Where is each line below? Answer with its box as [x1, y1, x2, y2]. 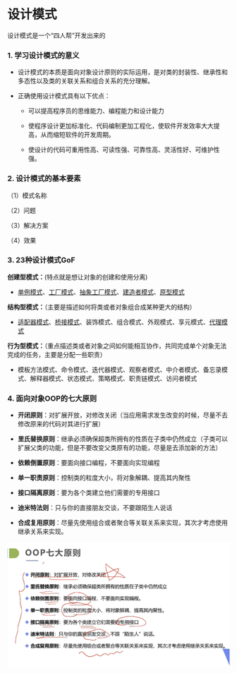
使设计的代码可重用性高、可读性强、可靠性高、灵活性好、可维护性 [28, 145, 220, 154]
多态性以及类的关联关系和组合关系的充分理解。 [17, 77, 154, 85]
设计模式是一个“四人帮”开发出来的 [7, 31, 106, 40]
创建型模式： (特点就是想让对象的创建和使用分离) [7, 272, 148, 281]
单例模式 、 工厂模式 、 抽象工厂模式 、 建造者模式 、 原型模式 [17, 287, 185, 296]
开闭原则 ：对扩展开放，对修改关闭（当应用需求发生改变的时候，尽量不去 [17, 411, 228, 420]
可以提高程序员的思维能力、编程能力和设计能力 [28, 107, 164, 115]
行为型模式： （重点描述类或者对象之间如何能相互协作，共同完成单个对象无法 [7, 341, 227, 350]
